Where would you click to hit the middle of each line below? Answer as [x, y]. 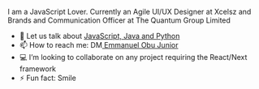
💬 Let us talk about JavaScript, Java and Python [99, 36]
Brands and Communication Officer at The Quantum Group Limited [119, 20]
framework [38, 69]
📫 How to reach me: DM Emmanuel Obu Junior [99, 45]
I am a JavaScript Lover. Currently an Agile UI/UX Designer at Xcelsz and [129, 12]
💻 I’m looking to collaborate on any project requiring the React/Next [133, 57]
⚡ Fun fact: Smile [47, 78]
